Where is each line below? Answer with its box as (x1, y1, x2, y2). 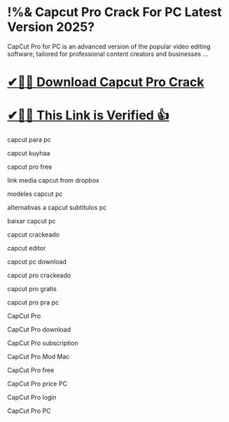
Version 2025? (7, 19, 95, 35)
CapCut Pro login (7, 393, 57, 402)
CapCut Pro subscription (7, 339, 78, 347)
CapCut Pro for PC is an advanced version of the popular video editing (7, 42, 211, 50)
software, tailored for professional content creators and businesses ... (7, 50, 209, 58)
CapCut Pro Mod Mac (7, 353, 70, 361)
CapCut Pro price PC (7, 379, 68, 388)
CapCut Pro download (7, 325, 71, 334)
